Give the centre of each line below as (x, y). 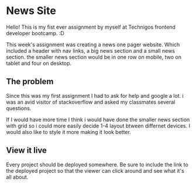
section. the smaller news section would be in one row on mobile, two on (94, 57)
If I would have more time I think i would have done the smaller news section (98, 119)
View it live (26, 150)
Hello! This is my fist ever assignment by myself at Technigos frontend (91, 27)
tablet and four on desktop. (39, 63)
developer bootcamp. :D (35, 33)
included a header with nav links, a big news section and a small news (91, 50)
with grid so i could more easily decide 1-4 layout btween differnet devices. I (98, 126)
